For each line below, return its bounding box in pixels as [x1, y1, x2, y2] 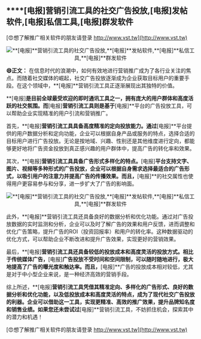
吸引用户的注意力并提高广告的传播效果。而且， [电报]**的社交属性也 [22, 172, 188, 180]
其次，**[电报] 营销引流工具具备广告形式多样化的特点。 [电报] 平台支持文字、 [6, 158, 193, 165]
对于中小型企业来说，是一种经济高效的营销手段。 [11, 270, 132, 277]
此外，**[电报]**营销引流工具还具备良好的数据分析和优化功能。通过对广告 [6, 213, 188, 220]
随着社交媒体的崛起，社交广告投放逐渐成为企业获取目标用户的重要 [22, 74, 184, 81]
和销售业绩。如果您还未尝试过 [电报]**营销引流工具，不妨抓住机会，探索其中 [6, 305, 194, 313]
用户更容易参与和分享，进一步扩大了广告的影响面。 [11, 180, 138, 187]
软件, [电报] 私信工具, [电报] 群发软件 [6, 17, 133, 27]
